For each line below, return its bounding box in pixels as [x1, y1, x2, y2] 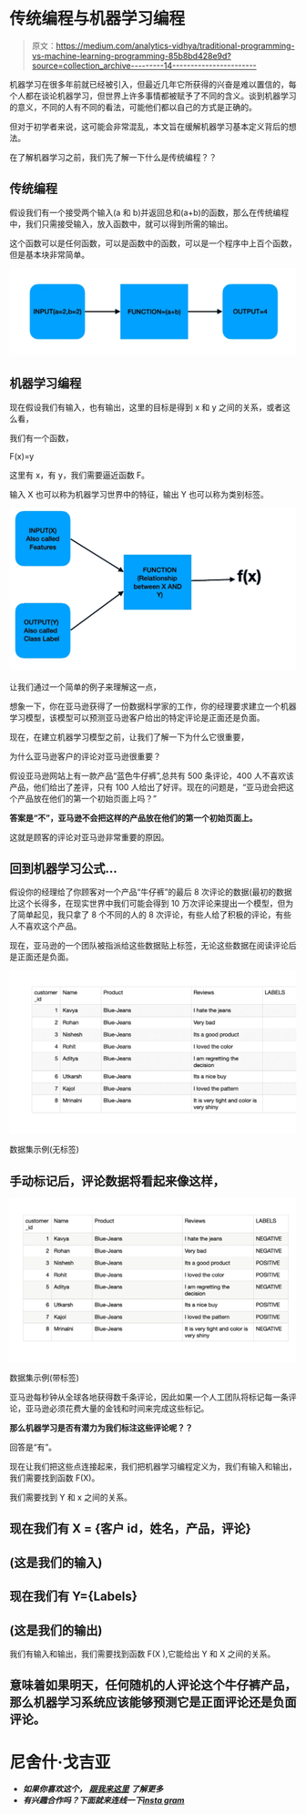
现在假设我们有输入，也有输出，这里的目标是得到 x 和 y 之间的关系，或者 [9, 402, 283, 413]
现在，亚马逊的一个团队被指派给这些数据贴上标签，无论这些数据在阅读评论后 [9, 940, 297, 951]
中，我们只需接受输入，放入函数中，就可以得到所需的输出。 [9, 218, 233, 229]
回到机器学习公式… [9, 860, 118, 876]
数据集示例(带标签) [9, 1372, 80, 1383]
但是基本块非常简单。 [9, 249, 89, 260]
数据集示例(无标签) [9, 1144, 80, 1155]
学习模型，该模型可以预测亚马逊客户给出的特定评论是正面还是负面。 [9, 712, 265, 723]
